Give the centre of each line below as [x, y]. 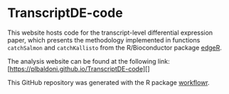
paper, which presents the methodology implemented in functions [104, 40]
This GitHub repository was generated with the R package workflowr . [108, 82]
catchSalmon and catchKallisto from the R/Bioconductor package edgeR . [115, 47]
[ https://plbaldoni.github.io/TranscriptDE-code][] [79, 69]
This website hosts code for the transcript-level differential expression [110, 33]
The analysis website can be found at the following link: [89, 61]
